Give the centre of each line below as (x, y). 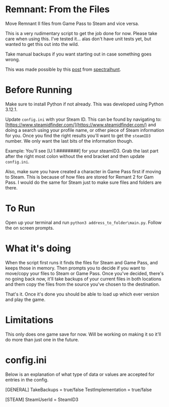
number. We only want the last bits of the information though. (69, 141)
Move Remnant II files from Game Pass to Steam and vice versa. (72, 23)
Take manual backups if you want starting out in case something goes (78, 54)
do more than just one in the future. (42, 339)
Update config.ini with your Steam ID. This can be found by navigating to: (83, 119)
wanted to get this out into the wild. (42, 44)
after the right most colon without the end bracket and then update (75, 156)
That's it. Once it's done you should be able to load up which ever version (82, 294)
